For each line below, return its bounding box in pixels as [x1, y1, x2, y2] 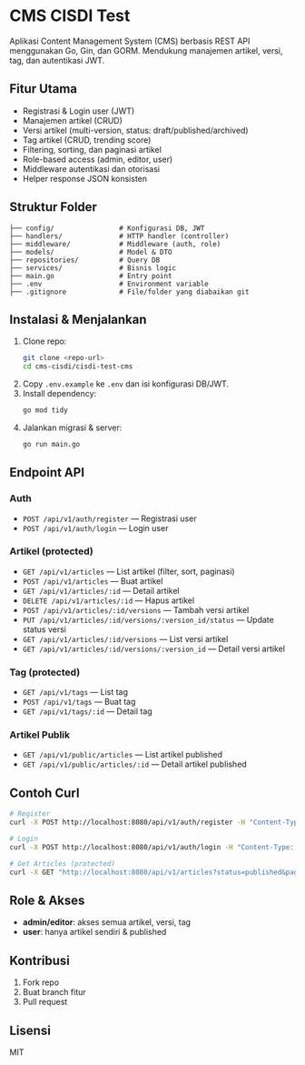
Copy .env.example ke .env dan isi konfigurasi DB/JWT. [22, 378, 230, 389]
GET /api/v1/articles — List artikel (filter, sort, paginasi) [22, 566, 235, 577]
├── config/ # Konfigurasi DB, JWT [9, 224, 205, 233]
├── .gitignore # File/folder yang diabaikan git [9, 287, 250, 296]
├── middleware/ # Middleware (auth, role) [9, 239, 221, 248]
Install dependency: [22, 388, 97, 399]
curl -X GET [9, 868, 54, 877]
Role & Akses [9, 892, 85, 908]
